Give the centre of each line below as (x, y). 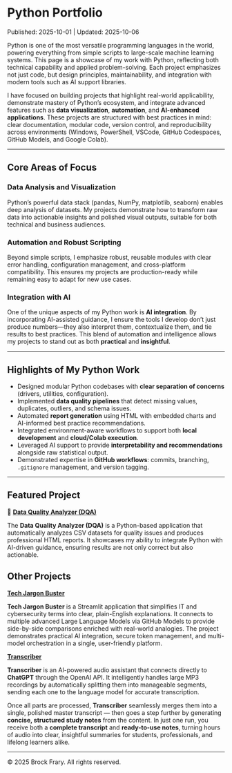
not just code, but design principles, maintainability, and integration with (109, 75)
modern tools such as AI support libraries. (67, 82)
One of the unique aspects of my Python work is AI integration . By (102, 312)
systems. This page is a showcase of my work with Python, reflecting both (113, 59)
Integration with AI (39, 297)
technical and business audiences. (56, 224)
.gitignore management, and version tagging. (83, 467)
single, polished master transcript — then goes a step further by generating (115, 712)
